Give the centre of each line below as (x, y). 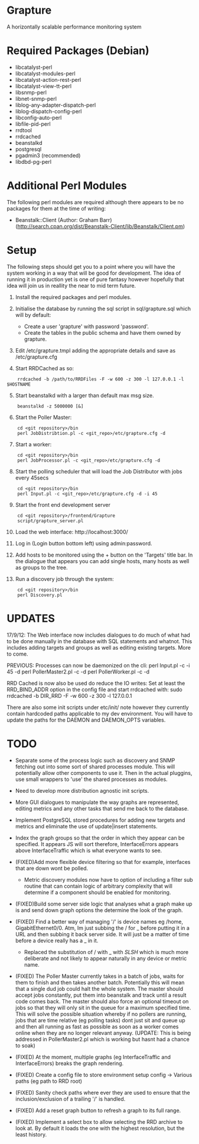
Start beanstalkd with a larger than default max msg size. (84, 395)
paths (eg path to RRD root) (48, 1081)
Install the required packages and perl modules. (73, 297)
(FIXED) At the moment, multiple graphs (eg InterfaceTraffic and (93, 1057)
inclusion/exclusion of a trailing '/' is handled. (70, 1099)
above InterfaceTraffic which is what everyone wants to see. (89, 850)
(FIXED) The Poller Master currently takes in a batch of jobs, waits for (99, 976)
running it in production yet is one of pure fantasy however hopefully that (96, 279)
